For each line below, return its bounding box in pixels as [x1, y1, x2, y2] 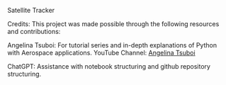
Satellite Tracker [7, 6, 55, 14]
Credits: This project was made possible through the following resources [7, 20, 220, 28]
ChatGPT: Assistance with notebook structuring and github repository [7, 62, 211, 70]
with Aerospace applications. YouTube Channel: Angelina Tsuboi [7, 49, 196, 57]
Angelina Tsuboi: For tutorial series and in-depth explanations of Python [7, 41, 217, 49]
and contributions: [7, 28, 61, 35]
